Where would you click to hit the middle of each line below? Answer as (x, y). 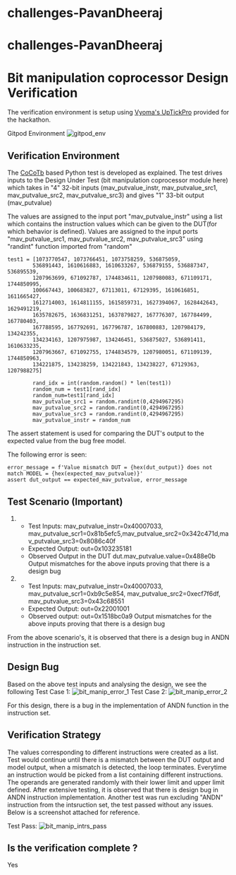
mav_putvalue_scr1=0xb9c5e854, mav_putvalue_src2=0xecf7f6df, (124, 593)
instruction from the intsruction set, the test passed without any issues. (110, 804)
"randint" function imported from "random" (70, 247)
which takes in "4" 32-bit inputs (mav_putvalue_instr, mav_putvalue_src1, (113, 188)
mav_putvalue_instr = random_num (82, 421)
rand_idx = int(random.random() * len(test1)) (102, 383)
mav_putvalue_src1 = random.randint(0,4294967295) (108, 402)
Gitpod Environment (36, 134)
